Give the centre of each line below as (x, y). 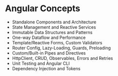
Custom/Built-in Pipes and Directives (49, 53)
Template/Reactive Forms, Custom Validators (57, 42)
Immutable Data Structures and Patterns (52, 32)
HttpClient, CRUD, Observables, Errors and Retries (62, 58)
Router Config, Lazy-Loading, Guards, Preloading (61, 48)
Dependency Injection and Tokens (46, 68)
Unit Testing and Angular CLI (41, 63)
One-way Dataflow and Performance (49, 38)
